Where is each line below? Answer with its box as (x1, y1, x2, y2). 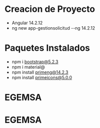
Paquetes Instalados (4, 43, 90, 54)
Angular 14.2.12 (11, 20, 43, 26)
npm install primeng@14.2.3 (11, 69, 68, 75)
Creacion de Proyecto (4, 3, 96, 15)
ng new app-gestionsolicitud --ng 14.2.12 (11, 25, 96, 31)
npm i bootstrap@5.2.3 (11, 58, 59, 65)
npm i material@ (11, 64, 45, 70)
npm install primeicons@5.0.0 (11, 74, 72, 80)
